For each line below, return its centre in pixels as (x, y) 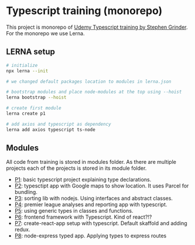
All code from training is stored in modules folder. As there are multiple (91, 162)
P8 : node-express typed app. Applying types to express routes (90, 236)
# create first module (34, 108)
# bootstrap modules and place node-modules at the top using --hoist (94, 92)
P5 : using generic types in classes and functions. (74, 211)
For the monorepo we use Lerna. (45, 33)
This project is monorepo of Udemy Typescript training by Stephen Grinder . (97, 27)
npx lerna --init (27, 71)
